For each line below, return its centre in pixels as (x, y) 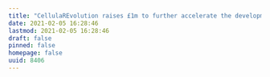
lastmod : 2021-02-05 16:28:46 (59, 30)
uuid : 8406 (27, 61)
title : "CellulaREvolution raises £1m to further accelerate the (120, 16)
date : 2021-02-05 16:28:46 (53, 23)
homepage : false (35, 53)
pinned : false (32, 46)
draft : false (30, 38)
